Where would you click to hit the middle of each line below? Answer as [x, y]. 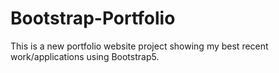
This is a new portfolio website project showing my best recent [139, 46]
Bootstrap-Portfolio [93, 18]
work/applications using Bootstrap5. [85, 56]
